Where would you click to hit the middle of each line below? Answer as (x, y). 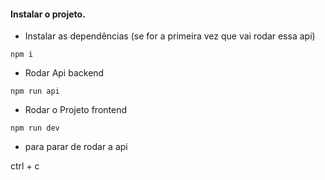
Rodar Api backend (64, 73)
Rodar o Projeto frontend (76, 110)
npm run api (35, 91)
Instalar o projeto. (48, 14)
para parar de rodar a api (76, 147)
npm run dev (35, 128)
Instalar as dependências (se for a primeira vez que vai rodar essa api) (170, 36)
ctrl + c (25, 166)
